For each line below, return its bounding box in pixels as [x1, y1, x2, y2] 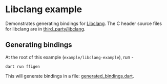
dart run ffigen [5, 64, 40, 69]
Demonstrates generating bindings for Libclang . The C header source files [5, 20, 162, 26]
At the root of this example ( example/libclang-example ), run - [5, 54, 134, 60]
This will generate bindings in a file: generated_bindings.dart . [5, 73, 134, 79]
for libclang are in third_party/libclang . [5, 25, 86, 32]
